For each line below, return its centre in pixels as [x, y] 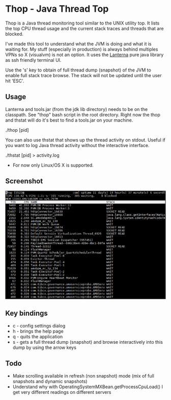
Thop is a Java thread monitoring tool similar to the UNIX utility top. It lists [82, 23]
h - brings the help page [38, 331]
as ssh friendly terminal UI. [33, 60]
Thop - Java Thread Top [57, 9]
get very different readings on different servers [62, 392]
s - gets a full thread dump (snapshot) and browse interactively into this [88, 342]
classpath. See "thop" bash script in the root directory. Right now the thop [83, 114]
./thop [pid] [17, 130]
